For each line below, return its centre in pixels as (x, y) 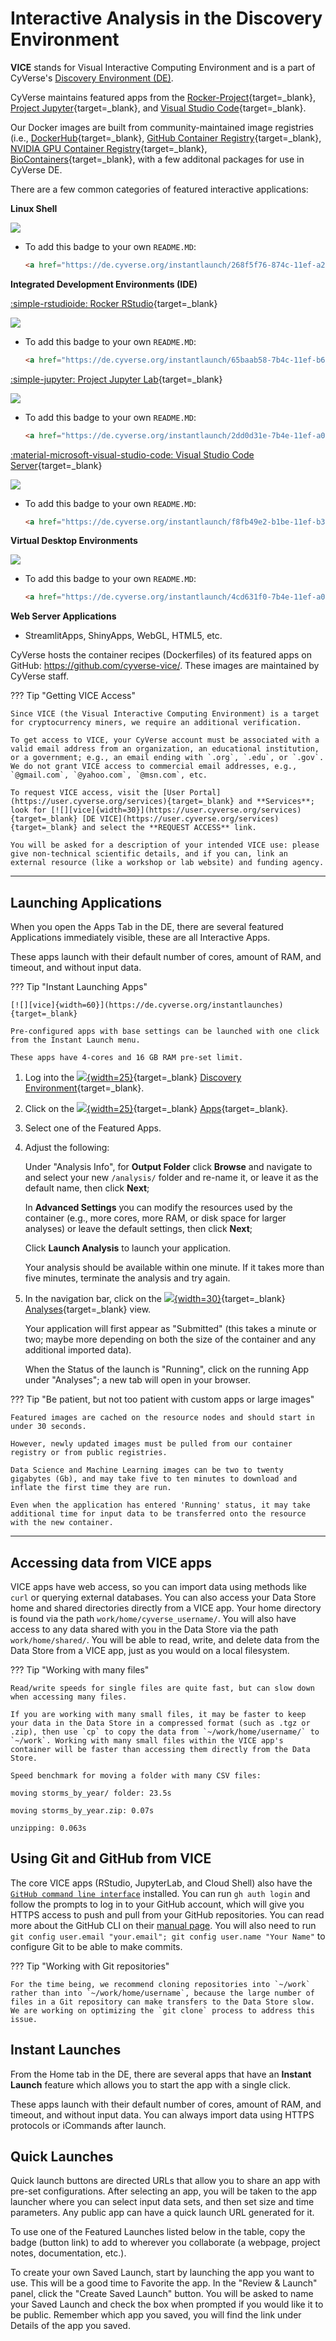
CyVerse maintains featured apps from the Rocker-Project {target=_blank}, (163, 97)
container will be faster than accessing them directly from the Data (160, 1749)
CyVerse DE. (36, 169)
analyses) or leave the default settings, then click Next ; (138, 1229)
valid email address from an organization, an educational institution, (165, 749)
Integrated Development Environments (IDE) (104, 284)
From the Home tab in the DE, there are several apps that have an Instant (161, 2074)
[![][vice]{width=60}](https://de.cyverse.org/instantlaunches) (147, 1005)
